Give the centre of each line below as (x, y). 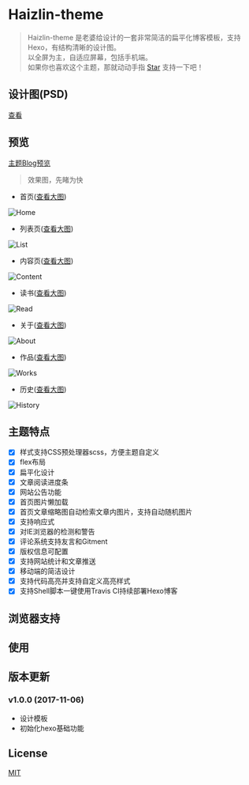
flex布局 (32, 462)
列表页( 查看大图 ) (46, 228)
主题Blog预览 (30, 163)
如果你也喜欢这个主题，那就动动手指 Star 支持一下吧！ (115, 67)
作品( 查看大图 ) (43, 357)
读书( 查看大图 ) (43, 292)
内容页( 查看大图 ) (46, 260)
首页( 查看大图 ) (43, 196)
